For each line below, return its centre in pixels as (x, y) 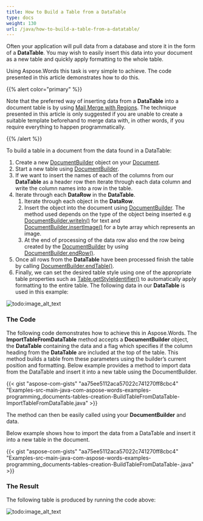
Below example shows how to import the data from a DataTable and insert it (101, 433)
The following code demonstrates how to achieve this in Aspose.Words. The (102, 333)
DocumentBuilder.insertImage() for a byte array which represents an (110, 227)
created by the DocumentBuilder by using (76, 247)
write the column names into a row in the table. (74, 188)
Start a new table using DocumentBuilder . (67, 169)
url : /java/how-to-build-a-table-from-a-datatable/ (73, 29)
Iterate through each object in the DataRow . (79, 201)
